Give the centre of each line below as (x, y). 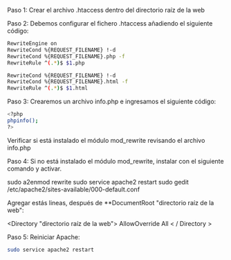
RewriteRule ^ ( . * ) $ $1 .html (48, 88)
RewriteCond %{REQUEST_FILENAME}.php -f (66, 56)
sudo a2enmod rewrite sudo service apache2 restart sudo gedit (98, 182)
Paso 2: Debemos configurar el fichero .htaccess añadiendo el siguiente (110, 23)
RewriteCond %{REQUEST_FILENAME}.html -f (68, 82)
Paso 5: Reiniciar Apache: (44, 237)
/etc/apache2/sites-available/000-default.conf (74, 189)
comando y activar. (35, 168)
